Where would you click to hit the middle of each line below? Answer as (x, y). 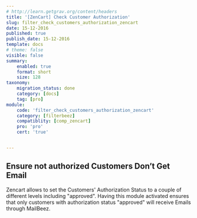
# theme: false (25, 50)
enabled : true (34, 66)
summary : (17, 61)
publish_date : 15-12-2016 (38, 39)
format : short (34, 72)
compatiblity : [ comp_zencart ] (54, 121)
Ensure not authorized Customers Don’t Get (88, 166)
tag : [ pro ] (30, 99)
